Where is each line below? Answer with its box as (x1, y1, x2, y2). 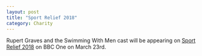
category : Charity (6, 20, 53, 26)
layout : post (6, 9, 40, 15)
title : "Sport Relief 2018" (6, 15, 78, 21)
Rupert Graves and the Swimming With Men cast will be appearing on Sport (6, 37, 196, 44)
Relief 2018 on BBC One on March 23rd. (6, 43, 106, 51)
